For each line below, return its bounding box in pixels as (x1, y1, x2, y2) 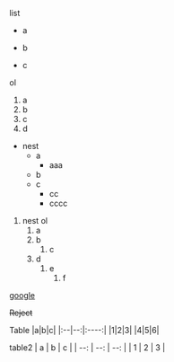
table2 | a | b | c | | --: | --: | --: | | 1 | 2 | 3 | (9, 342, 166, 353)
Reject (9, 307, 33, 318)
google (9, 290, 36, 300)
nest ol (22, 216, 48, 225)
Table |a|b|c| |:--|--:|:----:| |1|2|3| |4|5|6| (9, 325, 160, 335)
